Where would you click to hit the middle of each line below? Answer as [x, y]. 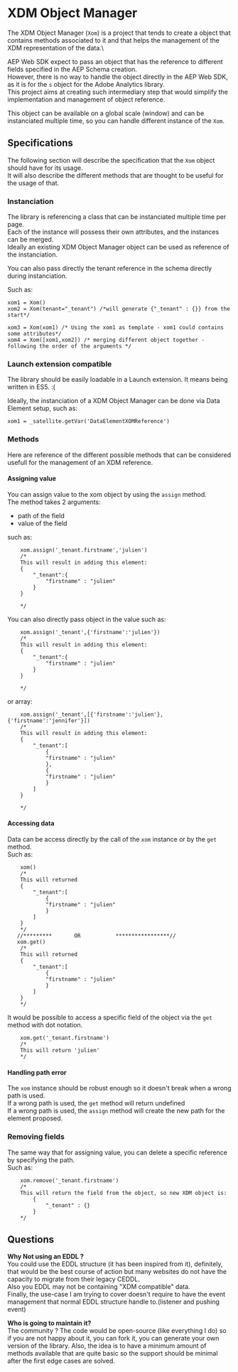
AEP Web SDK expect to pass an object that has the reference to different [115, 61]
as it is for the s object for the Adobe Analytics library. [86, 84]
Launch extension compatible [60, 364]
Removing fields [36, 1137]
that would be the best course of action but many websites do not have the [117, 1272]
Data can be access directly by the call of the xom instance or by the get [112, 840]
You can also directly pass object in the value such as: [87, 619]
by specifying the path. [41, 1159]
